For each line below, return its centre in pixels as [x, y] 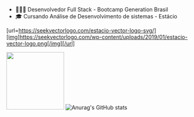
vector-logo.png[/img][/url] [41, 43]
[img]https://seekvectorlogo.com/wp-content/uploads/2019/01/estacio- [97, 37]
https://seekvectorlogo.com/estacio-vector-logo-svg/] [87, 30]
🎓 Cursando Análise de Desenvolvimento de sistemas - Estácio [96, 16]
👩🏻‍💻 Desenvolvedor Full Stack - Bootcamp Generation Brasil [92, 9]
